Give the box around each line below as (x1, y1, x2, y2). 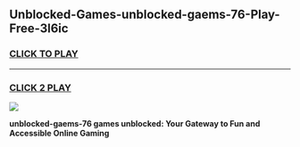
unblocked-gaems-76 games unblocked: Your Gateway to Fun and (9, 118, 261, 128)
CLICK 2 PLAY (9, 81, 71, 94)
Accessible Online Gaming (9, 127, 110, 138)
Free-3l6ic (9, 21, 69, 37)
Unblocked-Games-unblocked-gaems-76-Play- (9, 7, 280, 22)
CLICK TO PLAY (9, 48, 79, 61)
